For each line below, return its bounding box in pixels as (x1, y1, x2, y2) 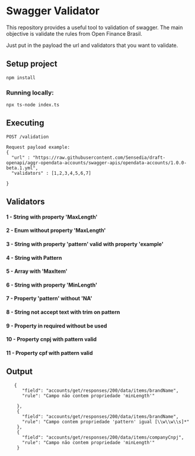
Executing (6, 118, 44, 128)
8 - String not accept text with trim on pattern (6, 309, 120, 316)
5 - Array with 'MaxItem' (6, 268, 68, 275)
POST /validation (6, 134, 49, 140)
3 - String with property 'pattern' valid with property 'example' (6, 241, 164, 248)
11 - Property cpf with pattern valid (6, 349, 93, 356)
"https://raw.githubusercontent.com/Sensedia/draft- (32, 155, 166, 161)
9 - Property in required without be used (6, 322, 107, 329)
